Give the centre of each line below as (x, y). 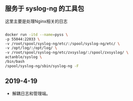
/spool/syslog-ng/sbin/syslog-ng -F (42, 66)
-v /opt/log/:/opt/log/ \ (31, 48)
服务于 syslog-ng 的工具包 (45, 9)
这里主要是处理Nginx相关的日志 (36, 21)
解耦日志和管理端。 (31, 93)
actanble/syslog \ (23, 57)
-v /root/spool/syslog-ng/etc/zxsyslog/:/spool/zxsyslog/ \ (67, 53)
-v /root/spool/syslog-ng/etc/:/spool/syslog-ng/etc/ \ (62, 43)
